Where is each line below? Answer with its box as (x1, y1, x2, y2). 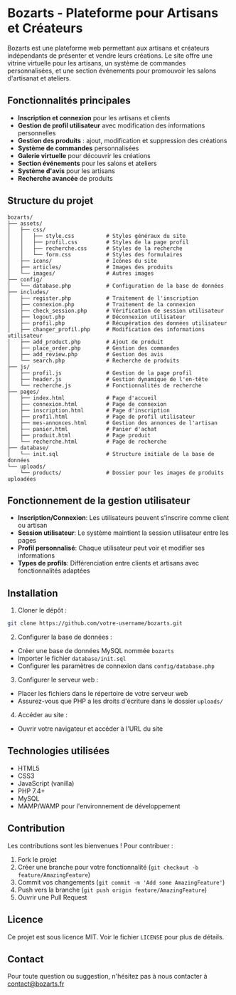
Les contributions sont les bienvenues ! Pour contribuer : (7, 841, 173, 850)
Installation (7, 587, 58, 599)
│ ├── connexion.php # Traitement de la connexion (7, 301, 195, 308)
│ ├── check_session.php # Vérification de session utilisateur (7, 307, 224, 314)
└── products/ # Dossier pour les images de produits (20, 469, 224, 476)
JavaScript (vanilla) (17, 778, 75, 788)
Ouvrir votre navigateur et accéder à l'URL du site (17, 724, 163, 733)
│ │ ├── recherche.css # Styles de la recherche (7, 244, 183, 252)
